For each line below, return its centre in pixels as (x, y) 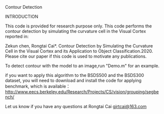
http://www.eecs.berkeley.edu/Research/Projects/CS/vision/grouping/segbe (82, 92)
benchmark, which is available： (38, 86)
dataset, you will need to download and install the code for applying (73, 80)
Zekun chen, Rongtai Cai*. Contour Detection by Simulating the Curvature (79, 46)
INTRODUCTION (22, 16)
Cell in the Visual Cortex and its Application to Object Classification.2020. (79, 51)
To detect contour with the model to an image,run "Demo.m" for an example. (82, 66)
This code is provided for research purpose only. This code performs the (79, 26)
